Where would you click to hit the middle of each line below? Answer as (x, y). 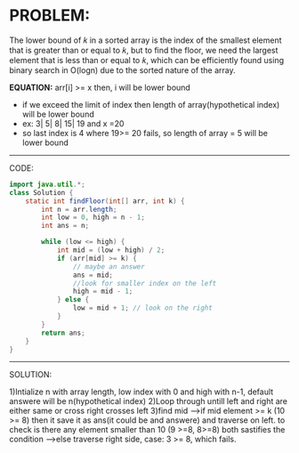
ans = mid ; (93, 275)
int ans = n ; (65, 226)
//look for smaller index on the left (145, 283)
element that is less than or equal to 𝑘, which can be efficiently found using (147, 60)
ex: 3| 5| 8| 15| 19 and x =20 (73, 123)
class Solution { (41, 192)
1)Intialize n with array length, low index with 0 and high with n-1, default (141, 392)
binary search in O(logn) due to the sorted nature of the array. (122, 70)
